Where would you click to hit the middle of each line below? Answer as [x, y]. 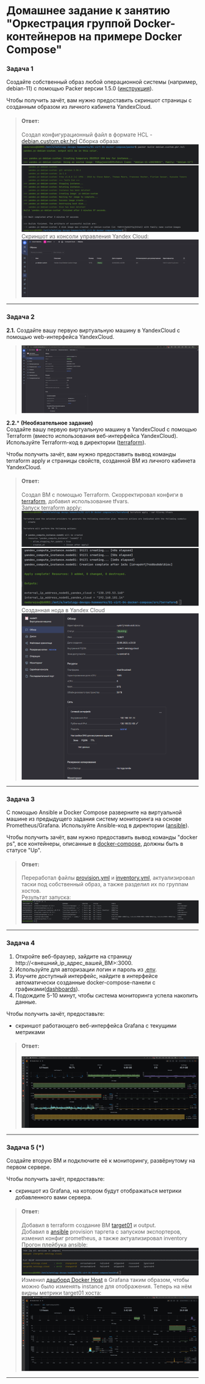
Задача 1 [20, 69]
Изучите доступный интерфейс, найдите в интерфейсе [86, 975]
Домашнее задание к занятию [88, 11]
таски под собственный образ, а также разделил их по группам [105, 884]
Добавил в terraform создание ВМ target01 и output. [89, 1225]
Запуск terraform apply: [52, 508]
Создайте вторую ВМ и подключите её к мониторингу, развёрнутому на [101, 1161]
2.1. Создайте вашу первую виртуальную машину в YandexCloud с [93, 330]
